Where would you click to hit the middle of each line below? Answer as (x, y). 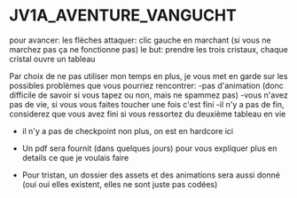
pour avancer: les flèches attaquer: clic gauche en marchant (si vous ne (141, 40)
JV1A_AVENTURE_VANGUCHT (123, 16)
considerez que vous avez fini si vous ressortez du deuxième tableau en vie (148, 114)
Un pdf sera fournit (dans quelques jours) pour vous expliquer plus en (149, 148)
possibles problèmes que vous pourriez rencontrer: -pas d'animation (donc (146, 85)
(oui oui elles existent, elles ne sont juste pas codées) (120, 184)
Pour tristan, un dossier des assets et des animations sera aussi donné (151, 175)
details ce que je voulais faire (75, 157)
